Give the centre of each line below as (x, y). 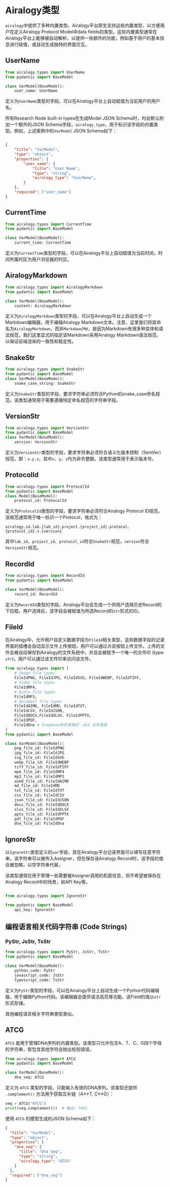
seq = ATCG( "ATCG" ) (26, 1103)
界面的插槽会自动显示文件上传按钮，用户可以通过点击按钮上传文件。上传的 (83, 646)
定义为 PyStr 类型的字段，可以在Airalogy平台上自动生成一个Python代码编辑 (82, 990)
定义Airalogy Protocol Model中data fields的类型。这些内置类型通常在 (86, 31)
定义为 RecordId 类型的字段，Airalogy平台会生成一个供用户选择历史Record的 (83, 604)
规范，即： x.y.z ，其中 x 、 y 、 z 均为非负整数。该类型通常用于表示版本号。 (81, 459)
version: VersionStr (36, 442)
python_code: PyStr (35, 971)
